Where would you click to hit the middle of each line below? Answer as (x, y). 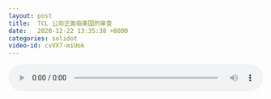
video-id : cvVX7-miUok (47, 46)
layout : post (30, 16)
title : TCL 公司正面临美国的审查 (60, 23)
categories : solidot (43, 38)
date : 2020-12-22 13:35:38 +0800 (68, 31)
